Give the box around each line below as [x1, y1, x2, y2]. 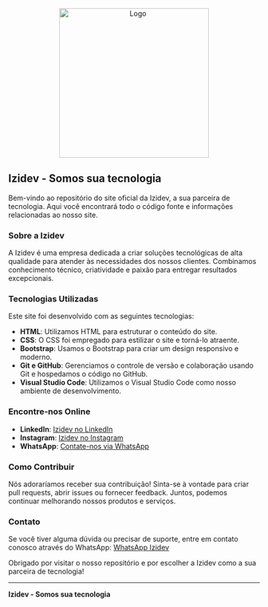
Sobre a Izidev [8, 230, 65, 241]
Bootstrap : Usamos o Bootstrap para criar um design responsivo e [19, 344, 239, 353]
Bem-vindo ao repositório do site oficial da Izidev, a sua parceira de [8, 193, 231, 203]
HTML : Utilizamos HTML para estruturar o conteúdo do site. [19, 327, 218, 337]
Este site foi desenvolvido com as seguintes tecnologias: [8, 311, 195, 321]
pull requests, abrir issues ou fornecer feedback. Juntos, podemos [8, 488, 227, 497]
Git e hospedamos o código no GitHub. [19, 369, 148, 379]
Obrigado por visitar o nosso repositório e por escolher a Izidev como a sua [8, 558, 257, 568]
